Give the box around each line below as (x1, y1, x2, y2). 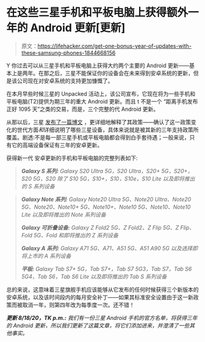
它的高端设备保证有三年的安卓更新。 (11, 141, 103, 149)
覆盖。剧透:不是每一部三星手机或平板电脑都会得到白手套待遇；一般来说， (6, 133, 190, 141)
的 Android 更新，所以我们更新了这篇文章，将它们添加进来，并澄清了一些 (6, 322, 190, 329)
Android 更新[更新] (30, 21, 126, 35)
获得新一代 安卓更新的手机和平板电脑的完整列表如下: (6, 154, 138, 162)
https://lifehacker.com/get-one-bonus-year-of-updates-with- (37, 42, 192, 50)
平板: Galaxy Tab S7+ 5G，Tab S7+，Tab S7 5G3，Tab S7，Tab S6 (21, 265, 192, 272)
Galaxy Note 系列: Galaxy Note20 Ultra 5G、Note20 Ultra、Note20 (21, 195, 192, 203)
